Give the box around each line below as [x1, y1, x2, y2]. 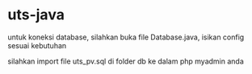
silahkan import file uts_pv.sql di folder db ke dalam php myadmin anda [7, 56, 244, 66]
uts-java [7, 6, 65, 24]
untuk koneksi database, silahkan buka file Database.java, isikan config [7, 32, 245, 42]
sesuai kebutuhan [7, 40, 67, 50]
